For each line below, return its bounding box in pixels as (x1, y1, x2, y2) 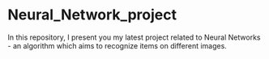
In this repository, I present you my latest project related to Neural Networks (7, 32, 261, 42)
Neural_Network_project (7, 6, 177, 24)
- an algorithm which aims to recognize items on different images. (7, 40, 228, 50)
